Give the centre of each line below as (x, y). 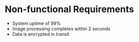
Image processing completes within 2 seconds (61, 28)
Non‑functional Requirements (69, 9)
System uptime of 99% (36, 23)
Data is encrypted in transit (41, 34)
